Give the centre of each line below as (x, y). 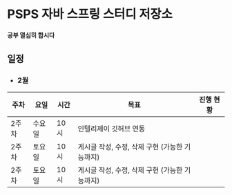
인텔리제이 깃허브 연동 (112, 129)
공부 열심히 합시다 (31, 35)
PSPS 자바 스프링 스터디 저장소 (90, 14)
